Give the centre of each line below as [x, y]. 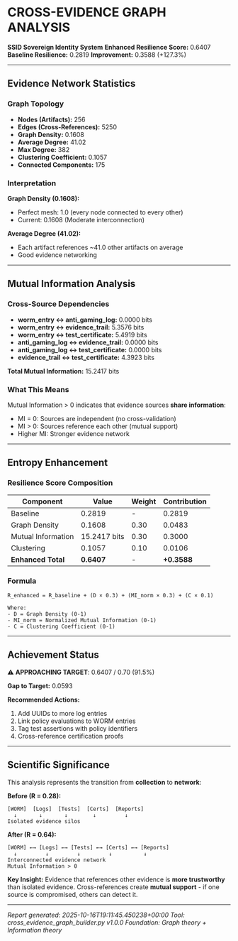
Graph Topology [36, 104]
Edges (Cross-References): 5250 [67, 127]
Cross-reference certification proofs [70, 736]
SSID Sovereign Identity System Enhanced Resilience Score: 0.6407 [109, 47]
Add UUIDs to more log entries [62, 713]
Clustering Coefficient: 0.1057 [62, 157]
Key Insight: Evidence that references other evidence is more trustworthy [116, 879]
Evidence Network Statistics [72, 83]
